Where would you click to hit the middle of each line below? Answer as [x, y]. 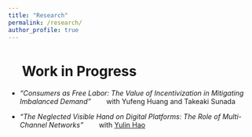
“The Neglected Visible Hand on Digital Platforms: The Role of [120, 117]
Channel [33, 125]
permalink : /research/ [45, 23]
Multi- [232, 117]
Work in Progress [80, 71]
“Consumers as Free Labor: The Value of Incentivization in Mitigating [131, 93]
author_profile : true [44, 30]
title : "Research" [38, 15]
